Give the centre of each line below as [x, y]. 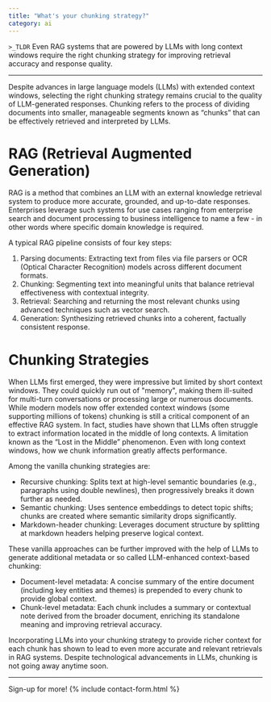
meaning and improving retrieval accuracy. [91, 625]
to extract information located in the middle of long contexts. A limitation [128, 433]
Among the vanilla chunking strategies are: [79, 466]
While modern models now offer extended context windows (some [119, 407]
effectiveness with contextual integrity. [84, 293]
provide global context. [58, 599]
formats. [34, 276]
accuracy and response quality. [60, 63]
